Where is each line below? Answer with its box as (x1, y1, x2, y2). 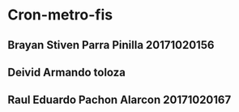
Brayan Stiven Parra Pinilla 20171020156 (7, 38, 215, 52)
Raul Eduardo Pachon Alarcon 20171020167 (7, 93, 232, 107)
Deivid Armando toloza (7, 65, 126, 79)
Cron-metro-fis (7, 6, 113, 24)
